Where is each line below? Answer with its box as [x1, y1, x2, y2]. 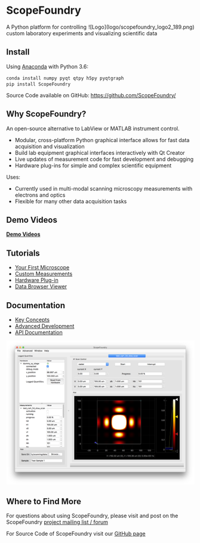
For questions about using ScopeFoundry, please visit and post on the [6, 512, 179, 520]
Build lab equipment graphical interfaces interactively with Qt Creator [14, 149, 185, 156]
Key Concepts [14, 316, 50, 323]
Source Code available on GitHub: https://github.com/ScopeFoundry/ [6, 91, 176, 99]
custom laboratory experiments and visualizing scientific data [6, 29, 158, 36]
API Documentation [14, 329, 63, 336]
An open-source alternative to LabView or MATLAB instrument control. [6, 125, 180, 132]
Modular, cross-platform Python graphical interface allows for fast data [14, 136, 190, 143]
